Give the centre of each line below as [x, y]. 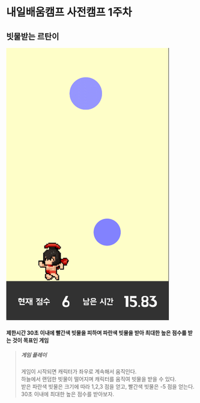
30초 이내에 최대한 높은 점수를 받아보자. [68, 394]
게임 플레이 [34, 355]
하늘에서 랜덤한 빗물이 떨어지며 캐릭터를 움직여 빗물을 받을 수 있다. [98, 379]
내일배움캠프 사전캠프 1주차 [69, 12]
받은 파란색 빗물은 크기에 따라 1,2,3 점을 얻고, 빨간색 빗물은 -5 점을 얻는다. [108, 386]
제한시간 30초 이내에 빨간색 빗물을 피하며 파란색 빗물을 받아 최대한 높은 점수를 [96, 333]
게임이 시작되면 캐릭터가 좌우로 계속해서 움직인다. [79, 371]
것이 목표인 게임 [31, 340]
